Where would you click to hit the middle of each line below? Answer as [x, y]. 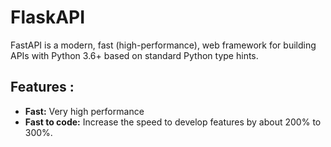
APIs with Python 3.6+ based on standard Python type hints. [134, 55]
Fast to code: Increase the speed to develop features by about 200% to [173, 122]
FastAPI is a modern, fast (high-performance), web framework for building [163, 45]
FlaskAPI [48, 17]
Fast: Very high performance [84, 111]
